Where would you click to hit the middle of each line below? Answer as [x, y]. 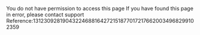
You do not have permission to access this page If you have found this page [100, 8]
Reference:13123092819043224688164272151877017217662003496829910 [100, 21]
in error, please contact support [45, 15]
